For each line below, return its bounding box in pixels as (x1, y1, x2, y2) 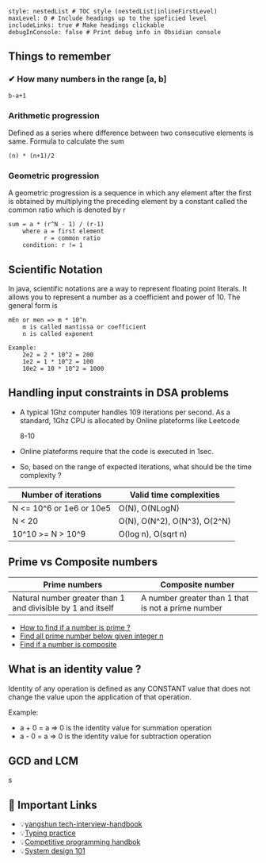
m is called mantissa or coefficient (22, 323, 147, 331)
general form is (8, 301, 58, 310)
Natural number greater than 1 (12, 592, 125, 603)
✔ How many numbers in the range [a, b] (8, 74, 167, 85)
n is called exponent (22, 330, 93, 338)
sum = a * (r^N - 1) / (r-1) (8, 221, 104, 229)
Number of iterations (21, 489, 102, 500)
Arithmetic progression (8, 110, 101, 121)
